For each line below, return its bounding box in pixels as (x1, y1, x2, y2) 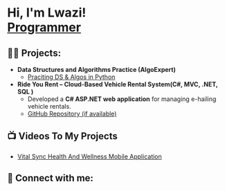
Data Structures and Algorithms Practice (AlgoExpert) (17, 66, 177, 73)
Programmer (7, 19, 82, 35)
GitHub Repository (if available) (27, 109, 117, 118)
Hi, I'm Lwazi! (7, 5, 87, 21)
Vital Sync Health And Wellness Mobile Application (17, 152, 163, 161)
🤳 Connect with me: (7, 172, 93, 184)
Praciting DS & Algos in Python (27, 73, 116, 81)
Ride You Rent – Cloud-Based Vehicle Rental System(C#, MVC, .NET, (17, 80, 218, 88)
